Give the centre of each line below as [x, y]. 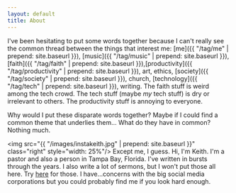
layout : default [31, 14]
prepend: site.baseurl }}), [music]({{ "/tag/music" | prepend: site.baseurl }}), [118, 56]
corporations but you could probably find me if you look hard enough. [109, 181]
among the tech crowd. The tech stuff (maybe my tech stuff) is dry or [108, 94]
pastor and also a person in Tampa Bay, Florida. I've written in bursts [107, 159]
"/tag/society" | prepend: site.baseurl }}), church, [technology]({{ [102, 78]
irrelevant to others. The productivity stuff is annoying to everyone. [105, 101]
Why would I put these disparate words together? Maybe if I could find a [113, 115]
